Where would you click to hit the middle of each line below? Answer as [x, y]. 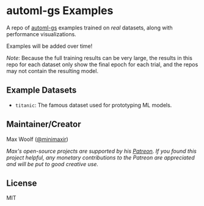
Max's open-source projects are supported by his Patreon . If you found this [101, 151]
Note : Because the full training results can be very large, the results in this [99, 58]
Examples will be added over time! [49, 46]
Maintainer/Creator [44, 124]
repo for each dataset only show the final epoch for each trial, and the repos [102, 64]
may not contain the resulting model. [53, 71]
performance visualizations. [41, 34]
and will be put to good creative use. [53, 164]
